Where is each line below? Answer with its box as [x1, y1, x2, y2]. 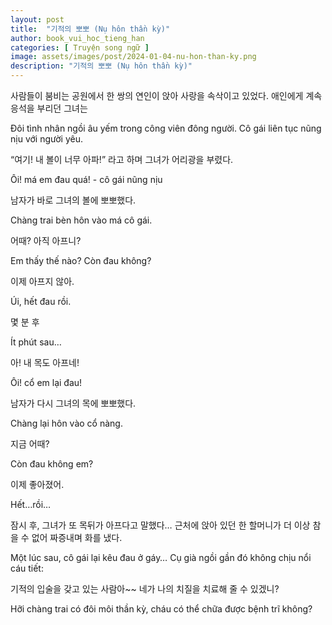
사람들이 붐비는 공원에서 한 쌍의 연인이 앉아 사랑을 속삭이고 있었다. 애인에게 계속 [10, 90, 323, 101]
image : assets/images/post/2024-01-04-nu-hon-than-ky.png [10, 52, 257, 62]
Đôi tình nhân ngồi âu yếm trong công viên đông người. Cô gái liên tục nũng [10, 122, 322, 134]
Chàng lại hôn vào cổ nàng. [10, 417, 123, 429]
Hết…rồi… [10, 499, 52, 510]
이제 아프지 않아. [10, 276, 75, 287]
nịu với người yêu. [10, 133, 83, 145]
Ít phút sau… [10, 336, 62, 348]
